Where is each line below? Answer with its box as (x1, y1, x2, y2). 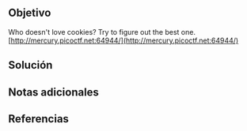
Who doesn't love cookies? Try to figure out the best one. (8, 27, 196, 36)
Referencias (8, 112, 70, 125)
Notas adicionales (8, 85, 99, 99)
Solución (8, 58, 53, 72)
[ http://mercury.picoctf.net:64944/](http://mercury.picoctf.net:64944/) (8, 36, 239, 45)
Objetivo (8, 6, 51, 20)
